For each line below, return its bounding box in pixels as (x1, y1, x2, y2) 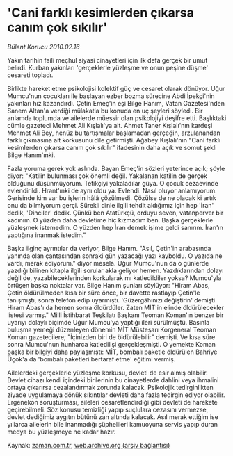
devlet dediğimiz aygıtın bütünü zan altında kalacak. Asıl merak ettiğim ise (7, 412, 219, 421)
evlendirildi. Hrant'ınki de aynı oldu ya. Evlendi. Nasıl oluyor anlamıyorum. (7, 186, 217, 195)
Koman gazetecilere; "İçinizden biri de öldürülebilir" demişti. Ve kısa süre (7, 332, 216, 341)
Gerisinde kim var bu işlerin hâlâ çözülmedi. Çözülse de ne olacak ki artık (7, 193, 217, 202)
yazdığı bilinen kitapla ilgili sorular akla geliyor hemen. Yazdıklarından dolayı (7, 266, 224, 275)
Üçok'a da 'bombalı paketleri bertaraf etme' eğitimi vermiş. (7, 355, 176, 363)
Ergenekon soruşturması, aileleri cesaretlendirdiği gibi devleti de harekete (7, 398, 218, 406)
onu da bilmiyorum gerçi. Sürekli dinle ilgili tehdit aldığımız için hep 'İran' (7, 201, 214, 209)
